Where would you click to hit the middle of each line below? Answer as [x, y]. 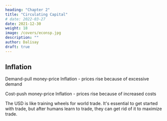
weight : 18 [16, 28]
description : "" [22, 38]
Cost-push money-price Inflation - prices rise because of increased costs [81, 94]
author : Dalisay [22, 42]
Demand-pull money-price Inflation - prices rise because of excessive [77, 79]
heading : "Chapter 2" [28, 10]
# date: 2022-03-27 [25, 19]
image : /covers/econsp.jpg [33, 33]
